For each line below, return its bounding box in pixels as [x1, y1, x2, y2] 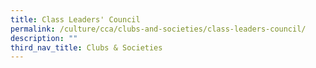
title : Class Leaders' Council [10, 14, 141, 25]
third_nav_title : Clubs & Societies [10, 42, 163, 53]
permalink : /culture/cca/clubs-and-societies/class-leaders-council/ [10, 24, 307, 34]
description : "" [10, 33, 78, 43]
